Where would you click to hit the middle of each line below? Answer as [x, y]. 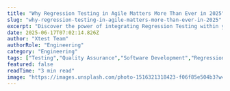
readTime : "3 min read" [41, 70]
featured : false [30, 64]
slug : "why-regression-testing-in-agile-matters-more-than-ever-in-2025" [115, 20]
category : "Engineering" [42, 52]
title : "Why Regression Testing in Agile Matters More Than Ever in [107, 13]
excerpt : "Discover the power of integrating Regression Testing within [113, 26]
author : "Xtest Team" [38, 39]
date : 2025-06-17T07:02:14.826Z [53, 32]
